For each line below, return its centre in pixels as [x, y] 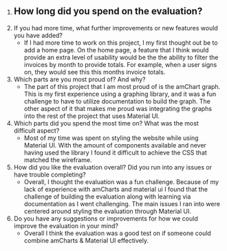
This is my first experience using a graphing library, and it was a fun [120, 94]
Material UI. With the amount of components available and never [115, 145]
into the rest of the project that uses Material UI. [92, 116]
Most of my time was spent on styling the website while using [111, 138]
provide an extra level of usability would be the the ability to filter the [121, 57]
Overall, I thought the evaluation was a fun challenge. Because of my [121, 181]
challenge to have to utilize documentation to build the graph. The [117, 101]
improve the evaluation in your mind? [66, 225]
